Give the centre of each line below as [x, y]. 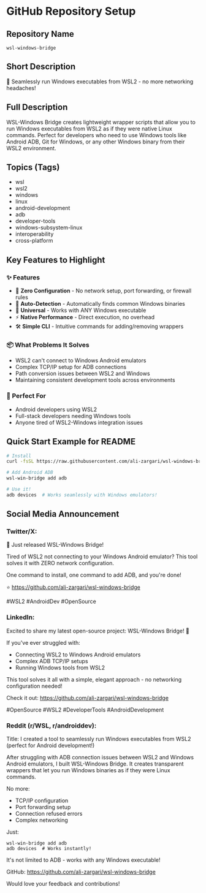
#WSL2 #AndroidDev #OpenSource [51, 601]
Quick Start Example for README [71, 442]
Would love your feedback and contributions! [63, 884]
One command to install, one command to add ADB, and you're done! [94, 575]
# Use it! [19, 489]
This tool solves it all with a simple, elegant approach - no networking [94, 679]
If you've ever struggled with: [44, 642]
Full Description [37, 108]
